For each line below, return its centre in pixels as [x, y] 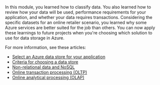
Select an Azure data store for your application [59, 57]
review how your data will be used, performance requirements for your [76, 12]
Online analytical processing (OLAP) [48, 77]
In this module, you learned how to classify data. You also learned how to [78, 7]
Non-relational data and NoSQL [43, 67]
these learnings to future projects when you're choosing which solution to [79, 33]
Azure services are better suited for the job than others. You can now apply [80, 28]
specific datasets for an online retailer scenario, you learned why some [76, 22]
